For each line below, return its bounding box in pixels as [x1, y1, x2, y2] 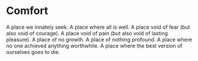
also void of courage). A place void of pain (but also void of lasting [6, 29, 168, 36]
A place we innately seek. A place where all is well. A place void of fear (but [6, 23, 190, 30]
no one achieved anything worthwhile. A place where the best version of [6, 42, 183, 49]
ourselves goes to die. [6, 48, 60, 55]
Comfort [6, 4, 48, 18]
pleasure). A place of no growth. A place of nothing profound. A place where [6, 36, 193, 43]
